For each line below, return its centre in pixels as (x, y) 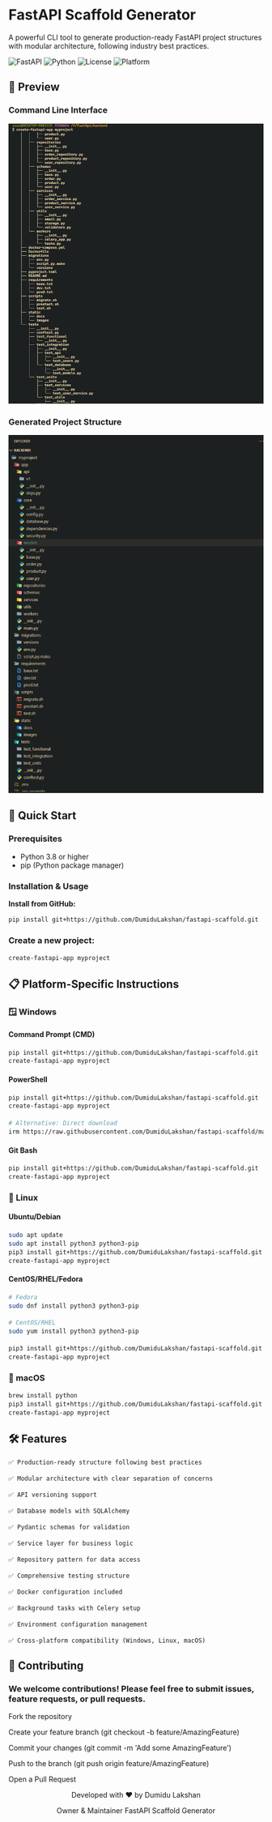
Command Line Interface (58, 110)
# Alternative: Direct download (63, 1124)
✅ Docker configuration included (66, 1592)
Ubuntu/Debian (35, 1217)
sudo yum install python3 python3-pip (74, 1331)
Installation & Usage (49, 886)
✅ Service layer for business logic (71, 1544)
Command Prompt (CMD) (52, 1034)
